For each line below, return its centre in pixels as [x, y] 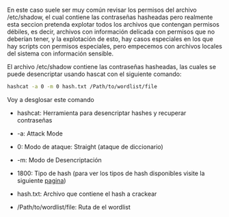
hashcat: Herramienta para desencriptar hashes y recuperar [102, 113]
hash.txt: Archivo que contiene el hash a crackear [87, 194]
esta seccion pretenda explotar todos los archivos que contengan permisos [113, 24]
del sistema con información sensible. [60, 53]
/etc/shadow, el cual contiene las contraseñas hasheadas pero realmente [110, 17]
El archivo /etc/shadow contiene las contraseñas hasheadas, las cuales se [112, 67]
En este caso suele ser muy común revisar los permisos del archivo [102, 10]
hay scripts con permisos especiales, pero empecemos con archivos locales [114, 46]
